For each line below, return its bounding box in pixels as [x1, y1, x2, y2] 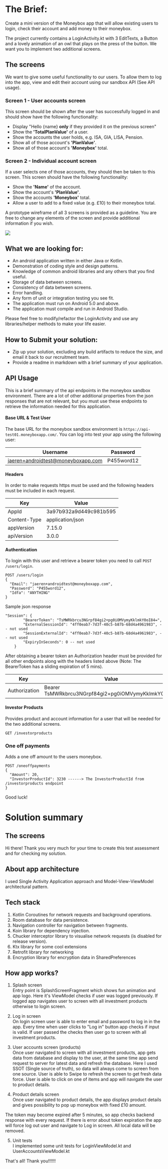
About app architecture [5, 865, 79, 873]
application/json [46, 516, 84, 523]
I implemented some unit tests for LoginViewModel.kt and [12, 1143, 131, 1149]
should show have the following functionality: [5, 114, 98, 120]
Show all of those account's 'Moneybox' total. [12, 145, 108, 151]
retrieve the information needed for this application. [5, 403, 111, 409]
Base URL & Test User [5, 415, 51, 421]
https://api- [123, 427, 151, 432]
